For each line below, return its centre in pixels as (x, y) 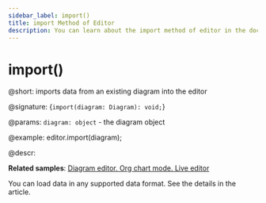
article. (19, 192)
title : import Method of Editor (61, 23)
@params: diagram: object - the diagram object (87, 122)
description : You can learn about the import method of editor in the (127, 30)
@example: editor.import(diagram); (65, 138)
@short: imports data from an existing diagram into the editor (108, 91)
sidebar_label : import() (49, 15)
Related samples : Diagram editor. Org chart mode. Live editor (109, 168)
